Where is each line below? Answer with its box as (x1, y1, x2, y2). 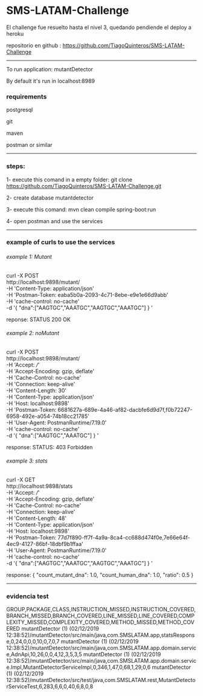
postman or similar (6, 141, 53, 149)
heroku (6, 30, 24, 37)
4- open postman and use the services (6, 217, 103, 224)
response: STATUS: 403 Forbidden (6, 443, 93, 450)
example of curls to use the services (6, 238, 115, 247)
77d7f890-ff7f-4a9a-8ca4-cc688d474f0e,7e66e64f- (57, 534, 190, 541)
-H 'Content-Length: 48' (6, 515, 67, 522)
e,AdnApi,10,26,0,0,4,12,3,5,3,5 (6, 651, 82, 658)
